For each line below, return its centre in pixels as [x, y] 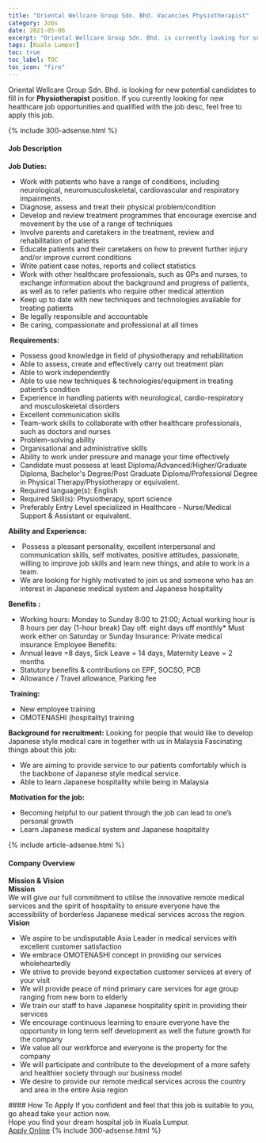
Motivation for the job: [47, 797]
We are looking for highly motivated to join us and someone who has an [136, 580]
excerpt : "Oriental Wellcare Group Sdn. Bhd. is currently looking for [129, 38]
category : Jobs [33, 23]
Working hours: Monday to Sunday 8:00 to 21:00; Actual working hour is [137, 619]
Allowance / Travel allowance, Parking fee [88, 678]
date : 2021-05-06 [37, 30]
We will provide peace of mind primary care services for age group [129, 989]
